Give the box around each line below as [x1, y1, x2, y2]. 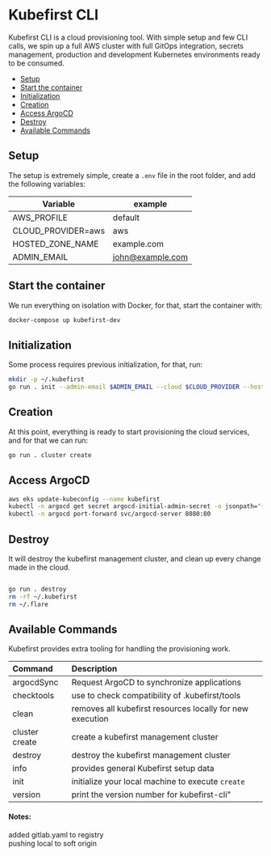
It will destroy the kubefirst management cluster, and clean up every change [8, 553, 261, 563]
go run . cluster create [8, 451, 92, 459]
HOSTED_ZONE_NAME [12, 238, 99, 249]
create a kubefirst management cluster [71, 731, 219, 743]
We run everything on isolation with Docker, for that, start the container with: [8, 300, 263, 310]
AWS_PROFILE [12, 212, 69, 223]
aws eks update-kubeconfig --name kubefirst [8, 495, 161, 503]
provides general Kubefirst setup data [71, 763, 215, 774]
